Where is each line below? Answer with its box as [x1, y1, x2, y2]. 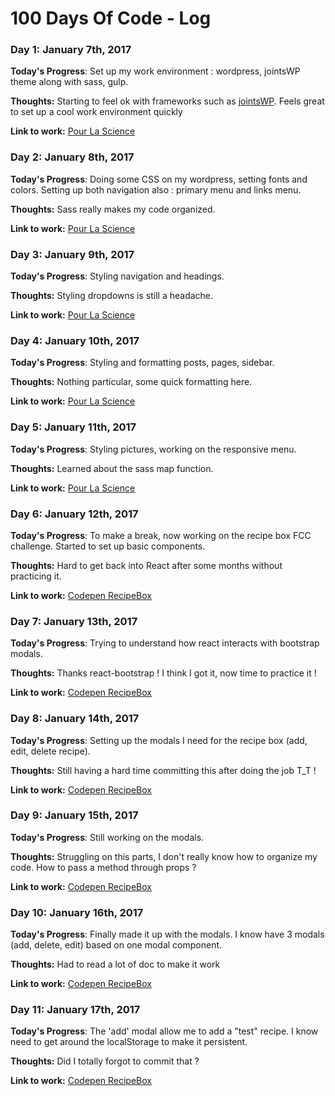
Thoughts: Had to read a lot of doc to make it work [10, 958, 221, 971]
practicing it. [10, 570, 62, 582]
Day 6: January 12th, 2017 [10, 507, 139, 521]
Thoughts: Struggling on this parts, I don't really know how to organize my [10, 850, 318, 862]
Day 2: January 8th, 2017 [10, 150, 135, 164]
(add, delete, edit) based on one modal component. [10, 939, 223, 951]
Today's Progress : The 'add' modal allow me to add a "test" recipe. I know [10, 1025, 319, 1037]
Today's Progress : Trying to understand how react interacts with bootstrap [10, 637, 320, 649]
